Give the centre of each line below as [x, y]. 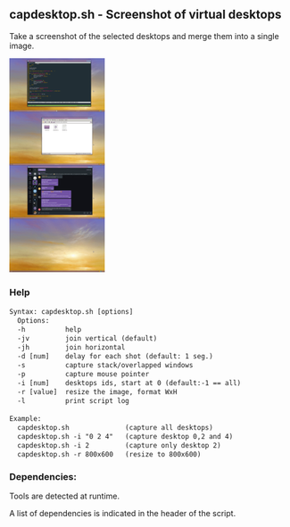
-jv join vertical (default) [87, 339]
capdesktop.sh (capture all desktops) [116, 428]
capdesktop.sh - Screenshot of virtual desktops [145, 15]
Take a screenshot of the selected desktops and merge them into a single [144, 36]
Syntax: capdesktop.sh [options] [71, 312]
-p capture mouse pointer [83, 375]
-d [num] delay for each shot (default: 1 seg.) [116, 357]
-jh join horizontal [71, 348]
